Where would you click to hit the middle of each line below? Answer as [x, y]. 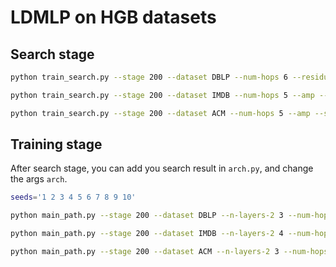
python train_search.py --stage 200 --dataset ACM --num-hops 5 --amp [160, 113]
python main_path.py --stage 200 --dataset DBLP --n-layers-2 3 [147, 216]
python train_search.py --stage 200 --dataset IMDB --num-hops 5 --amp [162, 95]
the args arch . [39, 179]
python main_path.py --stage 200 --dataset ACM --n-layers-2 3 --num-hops [169, 252]
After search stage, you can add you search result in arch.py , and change [162, 168]
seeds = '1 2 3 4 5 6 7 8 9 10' [73, 197]
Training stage [56, 144]
